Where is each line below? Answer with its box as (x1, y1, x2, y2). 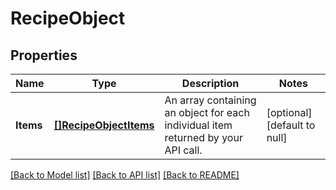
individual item (164, 118, 233, 132)
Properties (10, 47, 78, 64)
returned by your (164, 131, 243, 144)
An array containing (164, 93, 257, 107)
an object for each (164, 106, 250, 119)
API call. (164, 143, 203, 157)
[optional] (266, 106, 313, 119)
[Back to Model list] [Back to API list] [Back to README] (10, 169, 240, 181)
